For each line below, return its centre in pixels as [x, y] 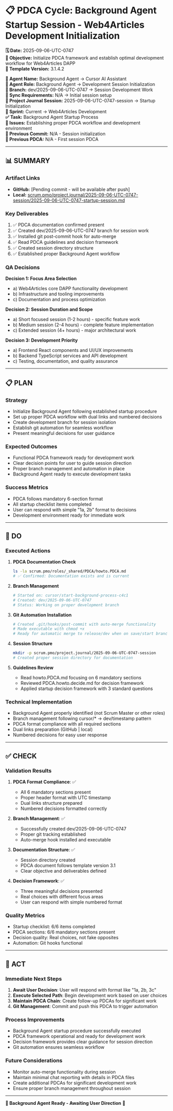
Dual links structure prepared [51, 803]
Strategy [16, 400]
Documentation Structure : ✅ [44, 850]
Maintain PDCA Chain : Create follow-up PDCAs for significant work [85, 1001]
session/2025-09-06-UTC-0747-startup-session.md [69, 200]
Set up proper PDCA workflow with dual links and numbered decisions [87, 417]
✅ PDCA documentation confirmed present [58, 224]
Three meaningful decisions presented [62, 891]
